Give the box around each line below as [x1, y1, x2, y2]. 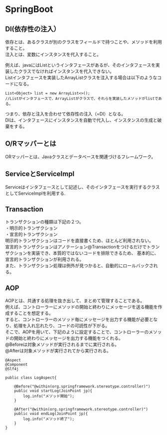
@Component [5, 362, 28, 367]
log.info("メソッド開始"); [23, 394, 75, 399]
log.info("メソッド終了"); [23, 416, 75, 421]
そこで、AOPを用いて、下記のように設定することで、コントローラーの [5, 329, 149, 335]
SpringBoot [5, 4, 53, 15]
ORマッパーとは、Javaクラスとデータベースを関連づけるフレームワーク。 [5, 154, 156, 160]
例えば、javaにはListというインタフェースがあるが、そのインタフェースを [5, 62, 156, 68]
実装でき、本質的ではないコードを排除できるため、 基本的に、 [31, 250, 159, 256]
